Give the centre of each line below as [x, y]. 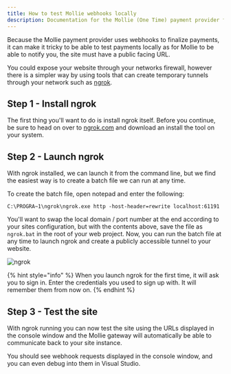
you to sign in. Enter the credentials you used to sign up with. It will [102, 282]
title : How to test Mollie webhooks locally [72, 13]
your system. [26, 135]
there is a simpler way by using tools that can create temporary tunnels [108, 75]
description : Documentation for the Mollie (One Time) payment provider [113, 20]
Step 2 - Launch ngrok [56, 157]
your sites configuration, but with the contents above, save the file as [105, 227]
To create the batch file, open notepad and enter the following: [96, 194]
